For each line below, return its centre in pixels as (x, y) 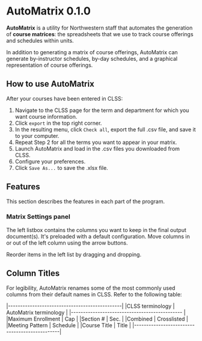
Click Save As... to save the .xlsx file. (61, 167)
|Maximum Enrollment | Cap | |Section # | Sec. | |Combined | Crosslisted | (97, 319)
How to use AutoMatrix (50, 84)
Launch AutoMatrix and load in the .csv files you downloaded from (97, 148)
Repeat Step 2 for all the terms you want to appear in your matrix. (96, 142)
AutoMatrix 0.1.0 (49, 11)
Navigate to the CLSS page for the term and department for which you (102, 110)
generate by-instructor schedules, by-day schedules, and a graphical (92, 58)
